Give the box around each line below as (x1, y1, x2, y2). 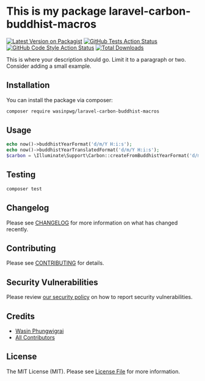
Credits (6, 311, 35, 322)
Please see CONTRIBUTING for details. (6, 259, 105, 267)
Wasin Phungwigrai (15, 327, 64, 335)
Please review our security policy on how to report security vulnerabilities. (6, 294, 193, 301)
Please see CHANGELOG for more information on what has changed (6, 219, 178, 226)
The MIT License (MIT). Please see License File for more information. (6, 368, 180, 375)
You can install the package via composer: (6, 96, 113, 103)
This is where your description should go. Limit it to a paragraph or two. (6, 56, 186, 63)
